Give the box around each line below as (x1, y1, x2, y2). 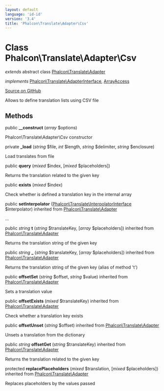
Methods (5, 112, 33, 120)
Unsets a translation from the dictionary (5, 332, 85, 337)
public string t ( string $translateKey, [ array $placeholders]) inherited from (5, 225, 154, 231)
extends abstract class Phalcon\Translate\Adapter (5, 69, 106, 75)
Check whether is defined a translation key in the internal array (5, 191, 132, 197)
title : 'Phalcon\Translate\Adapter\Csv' (5, 21, 89, 26)
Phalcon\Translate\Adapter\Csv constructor (5, 134, 93, 140)
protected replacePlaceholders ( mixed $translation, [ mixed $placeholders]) (5, 366, 159, 371)
